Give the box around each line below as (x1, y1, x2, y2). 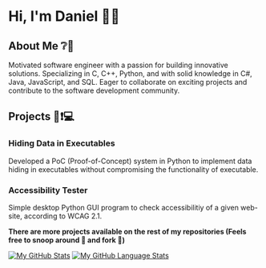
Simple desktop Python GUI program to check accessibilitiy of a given (8, 202, 239, 212)
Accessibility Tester (8, 184, 88, 195)
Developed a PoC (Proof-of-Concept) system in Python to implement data (8, 156, 252, 166)
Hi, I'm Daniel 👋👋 (8, 7, 120, 26)
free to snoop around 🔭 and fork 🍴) (8, 235, 126, 245)
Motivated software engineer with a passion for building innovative (8, 60, 228, 70)
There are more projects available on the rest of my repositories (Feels (8, 226, 247, 236)
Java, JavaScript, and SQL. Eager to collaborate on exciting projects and (8, 78, 248, 86)
